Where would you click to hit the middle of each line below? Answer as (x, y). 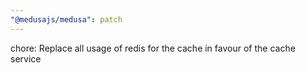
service (26, 58)
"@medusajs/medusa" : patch (66, 19)
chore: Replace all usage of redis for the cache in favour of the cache (153, 48)
